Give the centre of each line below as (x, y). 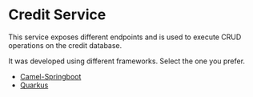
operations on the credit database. (65, 45)
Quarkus (34, 85)
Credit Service (57, 15)
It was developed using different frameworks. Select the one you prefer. (127, 61)
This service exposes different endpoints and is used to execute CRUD (125, 37)
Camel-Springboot (50, 76)
